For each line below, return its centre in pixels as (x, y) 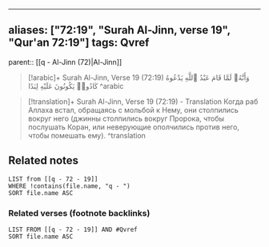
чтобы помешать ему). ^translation (87, 135)
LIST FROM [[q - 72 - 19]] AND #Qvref (73, 229)
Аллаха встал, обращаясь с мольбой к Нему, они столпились (133, 110)
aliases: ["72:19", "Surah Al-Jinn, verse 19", (119, 30)
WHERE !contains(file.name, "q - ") (69, 186)
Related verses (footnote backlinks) (79, 213)
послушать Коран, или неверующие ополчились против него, (134, 127)
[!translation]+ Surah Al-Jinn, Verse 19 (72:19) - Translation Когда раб (143, 102)
